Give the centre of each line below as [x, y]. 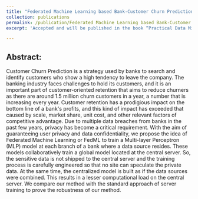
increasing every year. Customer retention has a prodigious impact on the [95, 102]
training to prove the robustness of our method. [64, 190]
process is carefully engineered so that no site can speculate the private [94, 165]
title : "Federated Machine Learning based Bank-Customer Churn [85, 11]
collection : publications [38, 17]
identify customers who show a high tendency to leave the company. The [95, 78]
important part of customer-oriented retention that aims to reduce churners [98, 90]
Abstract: [24, 57]
